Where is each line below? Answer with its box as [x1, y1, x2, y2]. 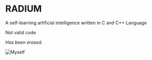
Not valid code [5, 29, 36, 35]
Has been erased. [5, 39, 43, 45]
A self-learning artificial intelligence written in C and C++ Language [5, 20, 147, 26]
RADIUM [5, 3, 42, 15]
